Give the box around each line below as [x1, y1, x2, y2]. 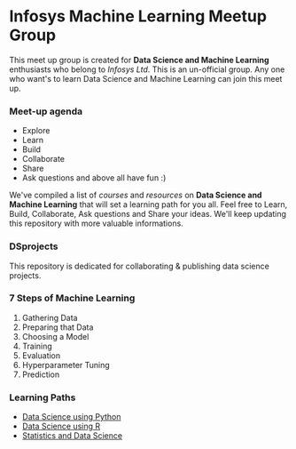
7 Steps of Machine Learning [9, 292, 136, 304]
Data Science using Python [21, 412, 121, 422]
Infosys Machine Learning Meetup [9, 6, 268, 27]
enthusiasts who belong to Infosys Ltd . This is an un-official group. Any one [9, 64, 285, 75]
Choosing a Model [21, 331, 90, 341]
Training [21, 341, 53, 351]
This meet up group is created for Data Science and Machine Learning [9, 54, 269, 65]
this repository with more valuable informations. [9, 218, 183, 229]
